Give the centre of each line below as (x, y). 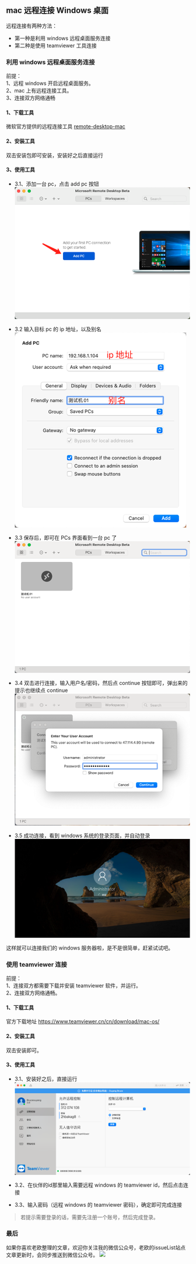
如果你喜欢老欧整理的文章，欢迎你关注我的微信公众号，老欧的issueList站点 (96, 1247)
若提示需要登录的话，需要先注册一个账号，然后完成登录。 (89, 1217)
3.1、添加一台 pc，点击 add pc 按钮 (57, 184)
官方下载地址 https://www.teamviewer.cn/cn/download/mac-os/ (83, 1022)
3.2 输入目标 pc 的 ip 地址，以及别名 (58, 329)
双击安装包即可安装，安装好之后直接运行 (55, 155)
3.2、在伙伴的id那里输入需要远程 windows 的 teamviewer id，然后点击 (99, 1185)
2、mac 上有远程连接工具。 (39, 91)
